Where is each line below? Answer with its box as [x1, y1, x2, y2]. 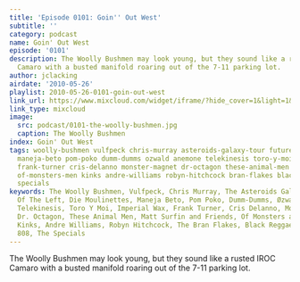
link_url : [9, 95, 46, 105]
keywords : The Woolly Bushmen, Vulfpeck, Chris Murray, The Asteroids [9, 187, 278, 196]
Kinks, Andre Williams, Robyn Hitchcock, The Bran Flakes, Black [17, 220, 266, 229]
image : [9, 112, 34, 121]
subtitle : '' [9, 21, 58, 30]
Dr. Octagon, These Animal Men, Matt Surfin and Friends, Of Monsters [17, 211, 286, 221]
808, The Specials [17, 228, 87, 237]
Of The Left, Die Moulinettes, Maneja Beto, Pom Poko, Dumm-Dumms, [17, 195, 274, 205]
